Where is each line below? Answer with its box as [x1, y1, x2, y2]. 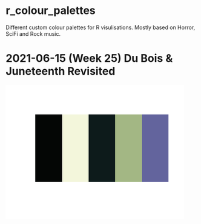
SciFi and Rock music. [5, 30, 61, 37]
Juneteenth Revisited [5, 64, 116, 78]
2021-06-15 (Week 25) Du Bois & [5, 52, 173, 66]
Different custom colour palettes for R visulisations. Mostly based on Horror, [5, 24, 195, 31]
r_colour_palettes [5, 4, 96, 18]
